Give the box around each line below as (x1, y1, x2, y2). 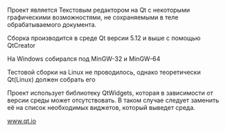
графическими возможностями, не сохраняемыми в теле (7, 13, 179, 21)
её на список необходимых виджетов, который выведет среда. (7, 104, 195, 111)
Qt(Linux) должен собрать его (7, 75, 96, 84)
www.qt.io (7, 117, 37, 125)
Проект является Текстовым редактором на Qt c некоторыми (7, 6, 191, 14)
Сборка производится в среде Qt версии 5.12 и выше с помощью (7, 34, 201, 42)
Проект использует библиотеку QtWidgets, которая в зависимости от (7, 89, 214, 97)
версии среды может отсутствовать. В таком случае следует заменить (7, 96, 220, 104)
